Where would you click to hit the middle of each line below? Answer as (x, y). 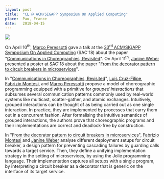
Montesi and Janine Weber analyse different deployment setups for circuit (80, 140)
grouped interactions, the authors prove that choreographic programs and (80, 120)
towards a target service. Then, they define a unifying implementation (75, 151)
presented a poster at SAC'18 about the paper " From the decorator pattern (80, 64)
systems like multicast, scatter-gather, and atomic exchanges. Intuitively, (78, 99)
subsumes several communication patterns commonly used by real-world (79, 94)
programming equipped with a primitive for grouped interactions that (74, 89)
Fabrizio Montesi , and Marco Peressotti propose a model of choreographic (80, 83)
